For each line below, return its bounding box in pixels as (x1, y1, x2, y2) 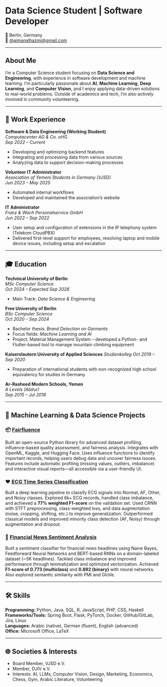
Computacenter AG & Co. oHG (5, 134, 68, 139)
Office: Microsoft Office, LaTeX (5, 628, 70, 634)
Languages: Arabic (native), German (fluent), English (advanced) (5, 623, 139, 629)
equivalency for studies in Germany (12, 372, 85, 378)
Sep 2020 (5, 357, 26, 363)
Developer (5, 15, 49, 27)
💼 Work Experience (5, 115, 66, 124)
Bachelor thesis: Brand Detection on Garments (12, 326, 108, 332)
